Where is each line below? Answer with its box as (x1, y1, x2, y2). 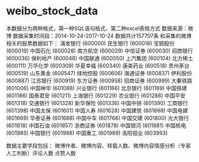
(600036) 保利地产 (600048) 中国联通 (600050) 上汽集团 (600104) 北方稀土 (6, 54, 194, 62)
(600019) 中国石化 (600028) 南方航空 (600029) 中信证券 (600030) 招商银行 (6, 47, 193, 54)
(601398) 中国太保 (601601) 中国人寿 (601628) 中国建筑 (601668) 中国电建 (6, 106, 188, 114)
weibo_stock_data (6, 4, 99, 18)
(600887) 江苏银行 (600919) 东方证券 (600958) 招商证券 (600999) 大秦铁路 (6, 77, 192, 84)
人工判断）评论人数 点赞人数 (6, 149, 76, 157)
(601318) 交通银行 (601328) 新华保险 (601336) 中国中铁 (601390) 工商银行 (6, 99, 188, 106)
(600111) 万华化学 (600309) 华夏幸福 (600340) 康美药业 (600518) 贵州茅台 (6, 62, 190, 69)
